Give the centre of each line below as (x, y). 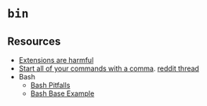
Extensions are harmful (56, 60)
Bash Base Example (62, 93)
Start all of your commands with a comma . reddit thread (109, 68)
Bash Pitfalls (50, 85)
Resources (34, 41)
